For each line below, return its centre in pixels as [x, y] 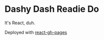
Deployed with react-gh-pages [36, 32]
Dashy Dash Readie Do [52, 9]
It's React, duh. [20, 23]
